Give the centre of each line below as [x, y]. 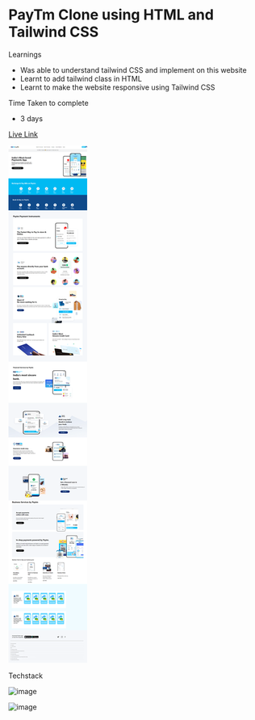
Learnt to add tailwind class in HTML [81, 78]
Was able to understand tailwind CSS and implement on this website [134, 69]
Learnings [25, 54]
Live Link [23, 134]
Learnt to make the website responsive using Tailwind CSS [117, 87]
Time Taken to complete [48, 103]
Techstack [25, 676]
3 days [31, 118]
